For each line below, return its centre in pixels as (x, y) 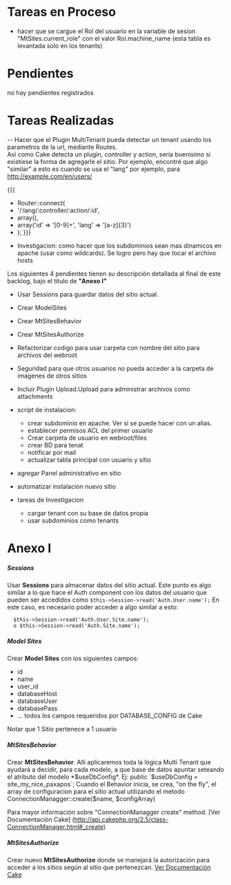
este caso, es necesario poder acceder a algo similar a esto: (93, 607)
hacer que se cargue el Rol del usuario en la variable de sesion (106, 31)
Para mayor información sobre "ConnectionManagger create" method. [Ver (114, 812)
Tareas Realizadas (61, 121)
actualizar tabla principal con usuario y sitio (89, 460)
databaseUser (37, 701)
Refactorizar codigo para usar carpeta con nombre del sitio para (108, 347)
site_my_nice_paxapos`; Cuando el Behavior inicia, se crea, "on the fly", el (112, 784)
